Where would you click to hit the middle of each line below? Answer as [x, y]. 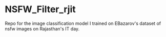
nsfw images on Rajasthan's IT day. [42, 28]
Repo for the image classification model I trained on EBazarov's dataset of [83, 23]
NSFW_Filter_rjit [40, 9]
